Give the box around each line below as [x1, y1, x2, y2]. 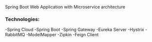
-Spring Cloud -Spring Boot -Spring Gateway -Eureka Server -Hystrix [5, 27, 145, 32]
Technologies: [5, 16, 40, 22]
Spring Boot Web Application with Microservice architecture [5, 4, 126, 10]
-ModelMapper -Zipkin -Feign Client [26, 32, 99, 38]
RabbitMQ [5, 32, 25, 38]
